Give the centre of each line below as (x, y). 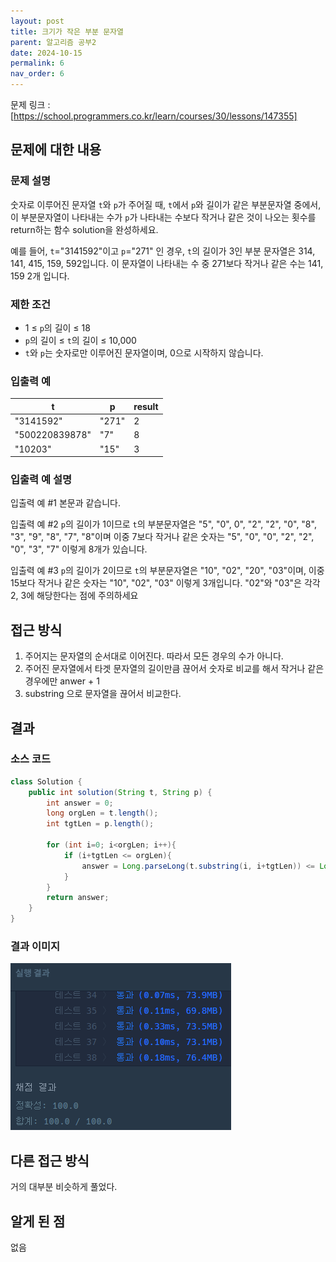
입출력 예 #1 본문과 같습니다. (66, 503)
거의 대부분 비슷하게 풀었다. (64, 1187)
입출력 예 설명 (41, 479)
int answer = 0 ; (80, 803)
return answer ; (78, 898)
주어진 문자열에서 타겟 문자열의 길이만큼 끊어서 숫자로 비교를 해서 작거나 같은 (174, 669)
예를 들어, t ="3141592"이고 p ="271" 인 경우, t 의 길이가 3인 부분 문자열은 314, (163, 251)
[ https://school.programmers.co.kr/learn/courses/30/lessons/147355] (154, 116)
